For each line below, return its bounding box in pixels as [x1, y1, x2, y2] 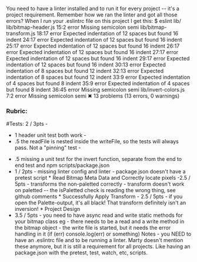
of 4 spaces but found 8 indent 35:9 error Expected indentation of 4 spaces [6, 80, 190, 87]
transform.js [6, 30, 36, 37]
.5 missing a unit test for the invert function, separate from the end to [14, 156, 182, 163]
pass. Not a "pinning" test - [14, 144, 81, 152]
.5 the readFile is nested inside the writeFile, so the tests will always [14, 138, 179, 145]
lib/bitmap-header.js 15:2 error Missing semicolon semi [6, 23, 139, 31]
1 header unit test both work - [14, 132, 86, 139]
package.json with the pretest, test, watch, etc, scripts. [14, 249, 148, 256]
